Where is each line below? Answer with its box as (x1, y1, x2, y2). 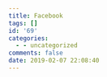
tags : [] (8, 19, 38, 27)
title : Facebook (8, 11, 63, 20)
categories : (8, 34, 49, 43)
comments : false (8, 49, 63, 57)
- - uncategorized (15, 42, 79, 50)
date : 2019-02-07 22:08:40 (8, 57, 100, 65)
